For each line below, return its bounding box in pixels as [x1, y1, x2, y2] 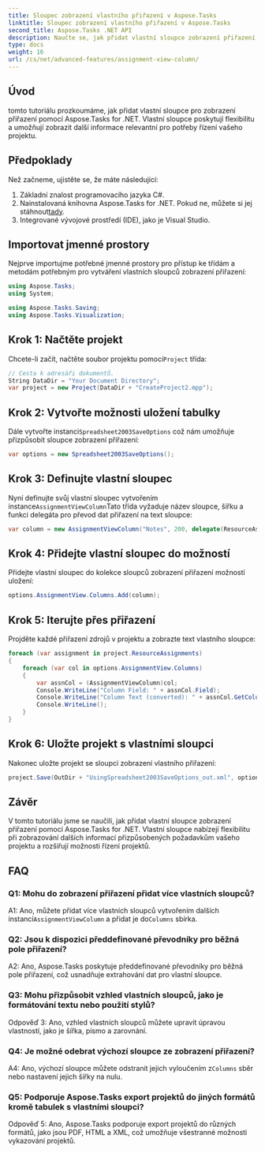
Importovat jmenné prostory [8, 237, 150, 251]
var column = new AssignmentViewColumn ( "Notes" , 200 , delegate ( [8, 525, 224, 533]
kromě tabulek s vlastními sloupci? [8, 1101, 144, 1112]
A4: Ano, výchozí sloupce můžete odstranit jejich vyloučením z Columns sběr [8, 1063, 254, 1073]
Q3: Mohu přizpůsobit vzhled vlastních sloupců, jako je [8, 990, 224, 1001]
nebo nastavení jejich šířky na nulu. [8, 1072, 123, 1081]
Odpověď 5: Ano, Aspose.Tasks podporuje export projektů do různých [8, 1119, 237, 1129]
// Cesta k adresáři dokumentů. [8, 369, 114, 377]
